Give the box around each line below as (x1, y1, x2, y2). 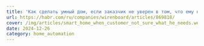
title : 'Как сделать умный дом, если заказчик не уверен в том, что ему (6, 8, 194, 15)
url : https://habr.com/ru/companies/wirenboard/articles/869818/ (6, 14, 175, 20)
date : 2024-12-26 (6, 25, 50, 32)
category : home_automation (6, 31, 75, 37)
